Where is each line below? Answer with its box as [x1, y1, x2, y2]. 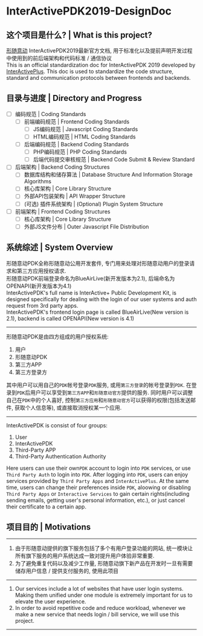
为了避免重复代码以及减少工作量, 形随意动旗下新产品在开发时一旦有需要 [14, 560, 193, 567]
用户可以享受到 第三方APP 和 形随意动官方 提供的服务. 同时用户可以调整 [30, 389, 193, 396]
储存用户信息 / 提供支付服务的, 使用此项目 [14, 567, 119, 575]
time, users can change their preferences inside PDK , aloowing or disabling [6, 484, 192, 491]
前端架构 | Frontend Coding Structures [14, 207, 111, 215]
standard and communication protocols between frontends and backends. [6, 74, 192, 81]
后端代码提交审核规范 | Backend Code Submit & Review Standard [33, 156, 195, 163]
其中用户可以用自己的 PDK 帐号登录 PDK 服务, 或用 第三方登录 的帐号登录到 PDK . [6, 381, 185, 388]
